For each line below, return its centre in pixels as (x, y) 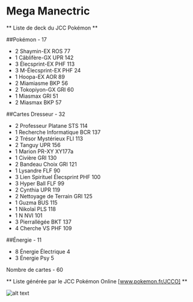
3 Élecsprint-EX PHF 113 (45, 64)
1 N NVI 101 (29, 215)
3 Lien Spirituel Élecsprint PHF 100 (58, 177)
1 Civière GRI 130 (36, 157)
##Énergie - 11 (24, 240)
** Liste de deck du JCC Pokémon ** (52, 28)
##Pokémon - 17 (26, 39)
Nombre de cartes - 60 (35, 269)
